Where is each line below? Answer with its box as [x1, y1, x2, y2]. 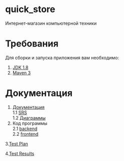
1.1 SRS [12, 110, 27, 116]
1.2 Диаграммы [12, 115, 46, 121]
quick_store [5, 4, 55, 15]
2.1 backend [12, 125, 38, 132]
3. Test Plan [5, 140, 29, 147]
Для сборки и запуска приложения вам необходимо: [5, 55, 119, 61]
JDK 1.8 [12, 64, 29, 70]
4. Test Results [5, 150, 35, 156]
